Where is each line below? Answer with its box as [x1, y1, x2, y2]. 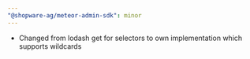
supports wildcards [18, 41, 82, 51]
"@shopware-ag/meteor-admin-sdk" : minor [7, 11, 143, 20]
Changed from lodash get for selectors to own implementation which [18, 33, 243, 42]
